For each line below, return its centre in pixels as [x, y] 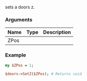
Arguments [19, 20]
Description [57, 32]
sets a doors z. [20, 7]
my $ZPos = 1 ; [20, 65]
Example [16, 55]
